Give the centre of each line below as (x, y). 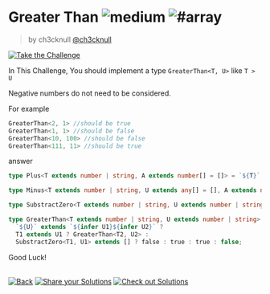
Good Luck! (27, 257)
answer (21, 161)
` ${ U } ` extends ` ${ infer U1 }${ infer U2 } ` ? (90, 227)
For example (29, 108)
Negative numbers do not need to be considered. (90, 93)
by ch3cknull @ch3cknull (70, 39)
